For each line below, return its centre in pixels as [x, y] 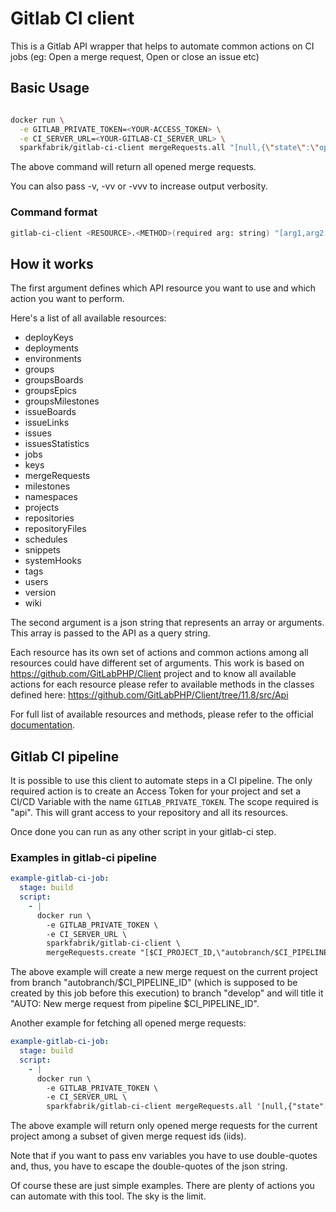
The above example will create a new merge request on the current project [164, 972]
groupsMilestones [62, 401]
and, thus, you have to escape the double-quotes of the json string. [149, 1166]
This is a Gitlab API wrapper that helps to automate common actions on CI [162, 46]
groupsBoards [54, 380]
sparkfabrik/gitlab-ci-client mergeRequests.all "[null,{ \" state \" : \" [169, 148]
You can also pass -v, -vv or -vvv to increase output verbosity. [139, 186]
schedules [46, 539]
